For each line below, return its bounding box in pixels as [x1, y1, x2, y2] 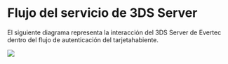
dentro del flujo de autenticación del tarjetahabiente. [7, 35, 159, 44]
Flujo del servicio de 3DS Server [7, 5, 198, 21]
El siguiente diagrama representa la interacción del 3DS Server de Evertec [7, 28, 222, 37]
